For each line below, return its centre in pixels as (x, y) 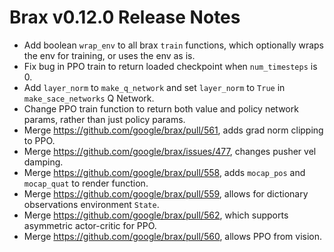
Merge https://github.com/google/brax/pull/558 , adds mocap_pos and (164, 172)
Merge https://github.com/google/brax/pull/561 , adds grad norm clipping (173, 130)
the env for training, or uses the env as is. (109, 55)
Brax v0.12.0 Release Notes (125, 17)
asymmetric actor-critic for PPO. (90, 225)
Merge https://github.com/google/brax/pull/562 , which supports (156, 215)
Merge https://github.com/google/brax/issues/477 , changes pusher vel (170, 151)
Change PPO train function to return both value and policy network (161, 108)
